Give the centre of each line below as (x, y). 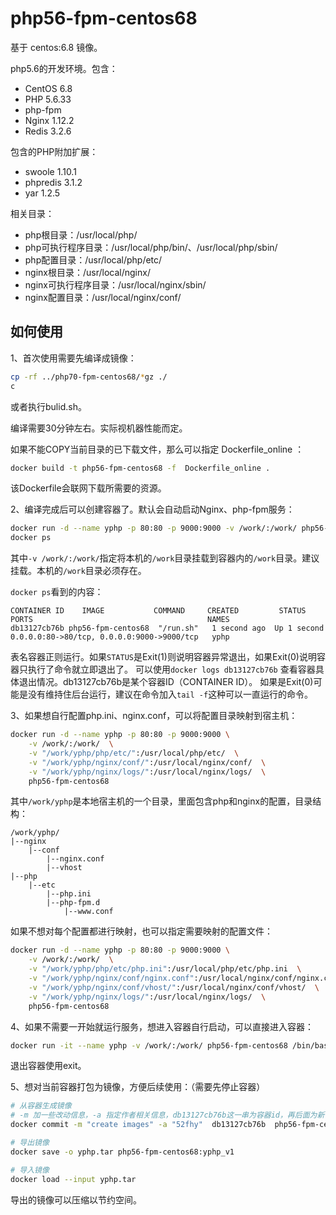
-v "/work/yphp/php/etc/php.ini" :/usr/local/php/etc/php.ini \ (165, 969)
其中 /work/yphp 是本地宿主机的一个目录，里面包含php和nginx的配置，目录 (161, 801)
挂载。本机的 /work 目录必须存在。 (78, 571)
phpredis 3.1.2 (53, 182)
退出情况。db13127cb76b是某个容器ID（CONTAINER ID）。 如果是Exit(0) (166, 682)
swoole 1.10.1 (50, 171)
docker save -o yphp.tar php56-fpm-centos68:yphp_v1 (122, 1152)
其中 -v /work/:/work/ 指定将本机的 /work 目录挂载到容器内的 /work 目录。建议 (165, 558)
